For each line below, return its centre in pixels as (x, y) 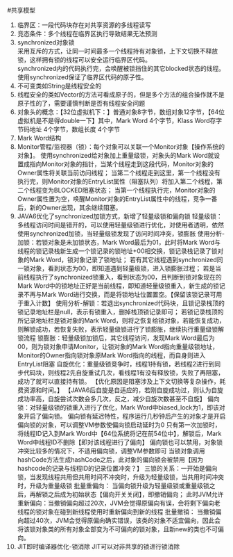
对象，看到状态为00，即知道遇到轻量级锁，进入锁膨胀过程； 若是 (122, 268)
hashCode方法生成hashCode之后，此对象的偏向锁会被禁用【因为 (110, 460)
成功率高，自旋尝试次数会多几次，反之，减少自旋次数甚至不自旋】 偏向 (118, 399)
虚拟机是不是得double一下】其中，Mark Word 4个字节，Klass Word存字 (120, 121)
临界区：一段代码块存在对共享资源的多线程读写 (84, 25)
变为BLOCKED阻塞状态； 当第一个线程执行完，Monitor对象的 (129, 190)
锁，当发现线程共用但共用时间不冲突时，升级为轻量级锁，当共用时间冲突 (120, 477)
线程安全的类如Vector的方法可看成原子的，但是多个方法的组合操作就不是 (121, 95)
